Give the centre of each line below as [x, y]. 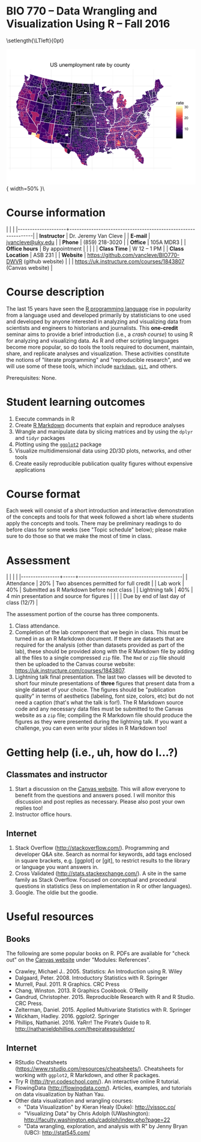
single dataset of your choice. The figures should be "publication [95, 690]
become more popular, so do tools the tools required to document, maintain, [100, 347]
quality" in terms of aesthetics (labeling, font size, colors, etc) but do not [104, 696]
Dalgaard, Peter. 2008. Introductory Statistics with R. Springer [91, 978]
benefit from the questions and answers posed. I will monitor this [95, 795]
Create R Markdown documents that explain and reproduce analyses [100, 425]
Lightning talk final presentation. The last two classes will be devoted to [103, 677]
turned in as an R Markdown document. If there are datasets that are [99, 639]
